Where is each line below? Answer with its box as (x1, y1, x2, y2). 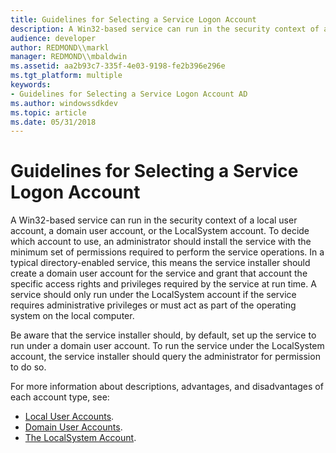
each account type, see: (10, 391, 110, 403)
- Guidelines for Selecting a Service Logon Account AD (10, 89, 248, 99)
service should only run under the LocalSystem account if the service (10, 289, 297, 301)
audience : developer (10, 33, 97, 43)
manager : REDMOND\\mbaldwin (10, 52, 128, 62)
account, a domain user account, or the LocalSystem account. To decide (10, 225, 310, 237)
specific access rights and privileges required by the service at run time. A (10, 278, 317, 290)
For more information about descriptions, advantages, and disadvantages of (10, 381, 324, 393)
